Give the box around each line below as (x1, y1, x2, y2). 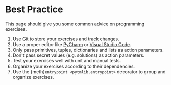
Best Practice (5, 4, 63, 15)
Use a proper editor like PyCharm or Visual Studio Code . (12, 41, 131, 47)
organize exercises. (12, 74, 54, 80)
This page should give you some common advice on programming (5, 20, 145, 27)
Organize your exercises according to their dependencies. (12, 63, 135, 69)
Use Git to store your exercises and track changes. (12, 36, 119, 42)
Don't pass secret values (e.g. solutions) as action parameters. (12, 52, 144, 58)
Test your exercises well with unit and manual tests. (12, 57, 121, 63)
